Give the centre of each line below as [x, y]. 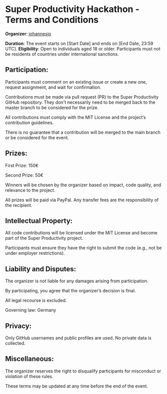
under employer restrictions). [35, 253]
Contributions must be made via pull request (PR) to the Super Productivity [82, 97]
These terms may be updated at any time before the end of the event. [77, 386]
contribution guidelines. [29, 122]
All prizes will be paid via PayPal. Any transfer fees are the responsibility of [82, 200]
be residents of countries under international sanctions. [62, 54]
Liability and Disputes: [41, 269]
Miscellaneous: [29, 359]
